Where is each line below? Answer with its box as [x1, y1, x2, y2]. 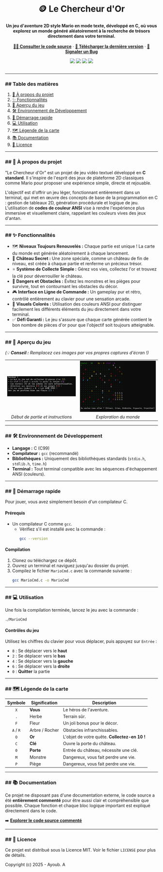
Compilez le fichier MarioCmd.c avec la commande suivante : [12, 567, 132, 574]
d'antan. [5, 215, 22, 221]
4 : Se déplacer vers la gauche [12, 658, 74, 664]
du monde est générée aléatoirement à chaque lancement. [12, 250, 130, 256]
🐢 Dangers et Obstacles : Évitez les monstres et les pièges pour [12, 278, 141, 284]
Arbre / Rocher [29, 727, 59, 733]
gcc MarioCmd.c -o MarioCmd [12, 578, 69, 582]
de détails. [5, 852, 26, 858]
